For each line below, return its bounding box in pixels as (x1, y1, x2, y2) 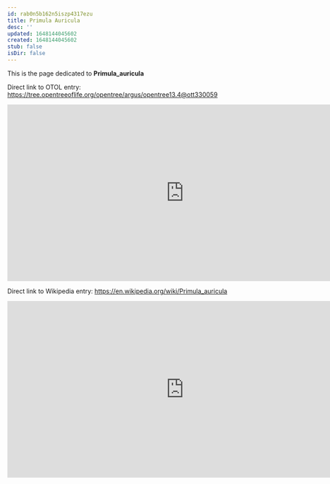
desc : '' (7, 23, 33, 30)
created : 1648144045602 (7, 37, 78, 44)
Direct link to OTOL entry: (7, 83, 81, 91)
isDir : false (7, 50, 46, 57)
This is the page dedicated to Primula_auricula (7, 69, 145, 78)
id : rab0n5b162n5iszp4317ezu (7, 10, 93, 18)
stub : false (7, 43, 42, 50)
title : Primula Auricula (7, 17, 80, 24)
